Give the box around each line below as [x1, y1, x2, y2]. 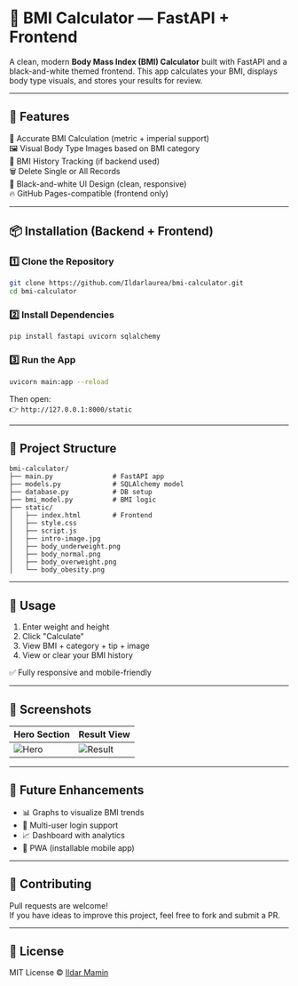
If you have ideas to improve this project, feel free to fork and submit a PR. [9, 910, 281, 920]
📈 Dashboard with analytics [21, 830, 126, 840]
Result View [78, 728, 130, 741]
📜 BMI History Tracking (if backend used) [9, 156, 161, 166]
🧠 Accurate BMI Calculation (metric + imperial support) [9, 132, 210, 143]
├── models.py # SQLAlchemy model [9, 480, 184, 489]
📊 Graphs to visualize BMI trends [21, 806, 145, 817]
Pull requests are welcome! [9, 900, 108, 910]
